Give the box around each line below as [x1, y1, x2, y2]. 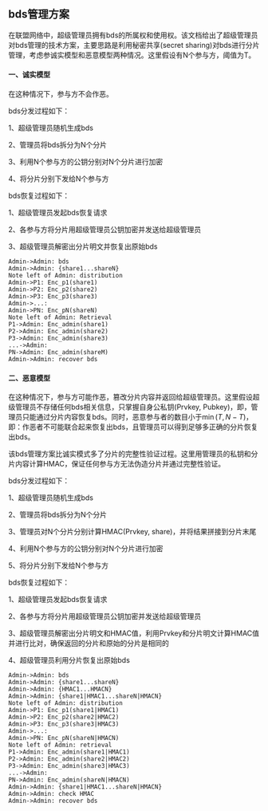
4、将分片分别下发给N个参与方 [8, 174, 109, 183]
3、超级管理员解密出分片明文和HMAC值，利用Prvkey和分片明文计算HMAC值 [8, 628, 260, 638]
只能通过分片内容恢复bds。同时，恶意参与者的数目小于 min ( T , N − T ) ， [22, 412, 254, 422]
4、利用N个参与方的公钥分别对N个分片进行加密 [8, 544, 164, 553]
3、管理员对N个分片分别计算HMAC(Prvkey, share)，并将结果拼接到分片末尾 [8, 527, 257, 537]
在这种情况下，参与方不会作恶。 [8, 89, 113, 99]
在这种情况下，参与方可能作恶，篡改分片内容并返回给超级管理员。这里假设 [8, 392, 253, 402]
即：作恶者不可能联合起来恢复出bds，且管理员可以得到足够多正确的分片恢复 [8, 422, 258, 432]
